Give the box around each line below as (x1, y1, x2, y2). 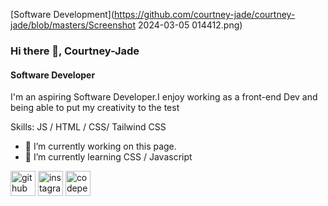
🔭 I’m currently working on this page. (24, 140, 177, 153)
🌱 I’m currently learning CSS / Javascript (24, 151, 193, 163)
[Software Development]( (10, 9, 115, 20)
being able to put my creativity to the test (10, 102, 180, 114)
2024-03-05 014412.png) (138, 19, 243, 31)
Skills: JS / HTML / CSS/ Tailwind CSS (10, 121, 167, 133)
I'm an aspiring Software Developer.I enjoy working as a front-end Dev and (10, 91, 318, 103)
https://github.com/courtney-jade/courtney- (114, 9, 296, 20)
